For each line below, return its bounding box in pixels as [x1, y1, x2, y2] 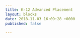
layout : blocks [5, 12, 37, 17]
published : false [5, 21, 42, 26]
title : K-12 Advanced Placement [5, 7, 73, 12]
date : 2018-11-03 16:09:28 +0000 [5, 16, 75, 21]
